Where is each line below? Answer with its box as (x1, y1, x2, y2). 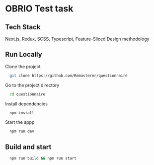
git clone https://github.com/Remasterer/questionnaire (9, 73, 128, 78)
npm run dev (9, 129, 35, 134)
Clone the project (5, 63, 41, 70)
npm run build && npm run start (9, 156, 77, 161)
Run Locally (5, 50, 42, 59)
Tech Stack (5, 23, 41, 31)
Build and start (5, 143, 52, 151)
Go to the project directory (5, 82, 60, 88)
